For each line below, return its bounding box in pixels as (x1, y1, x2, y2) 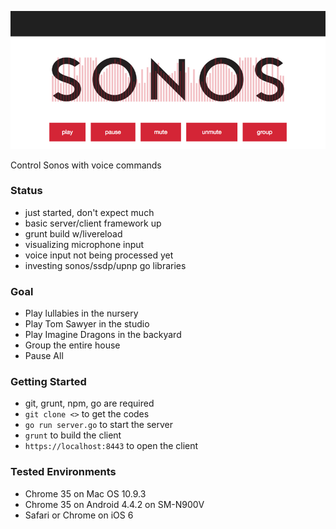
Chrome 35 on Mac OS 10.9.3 (24, 487, 147, 500)
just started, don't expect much (24, 206, 155, 218)
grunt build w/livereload (24, 227, 123, 240)
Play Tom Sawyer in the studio (24, 318, 150, 330)
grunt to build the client (24, 429, 122, 441)
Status (10, 184, 43, 198)
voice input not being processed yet (24, 249, 174, 261)
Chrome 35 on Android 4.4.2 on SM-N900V (24, 498, 205, 510)
